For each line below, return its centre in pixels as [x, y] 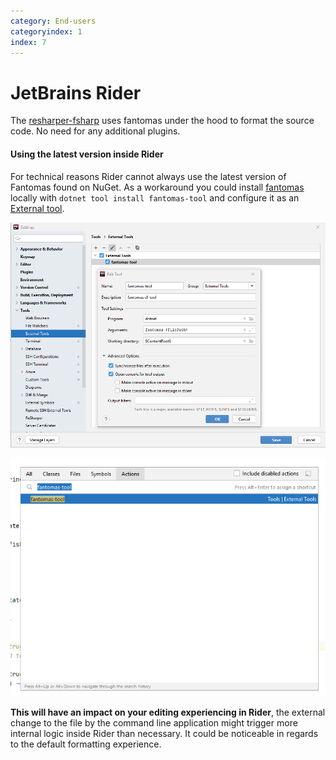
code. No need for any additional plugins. [95, 131]
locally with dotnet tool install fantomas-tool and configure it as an [155, 197]
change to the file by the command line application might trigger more [154, 723]
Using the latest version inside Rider [87, 154]
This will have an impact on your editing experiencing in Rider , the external [168, 712]
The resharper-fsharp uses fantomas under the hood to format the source [162, 121]
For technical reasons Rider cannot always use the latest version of [148, 176]
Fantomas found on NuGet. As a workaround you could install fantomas [157, 187]
